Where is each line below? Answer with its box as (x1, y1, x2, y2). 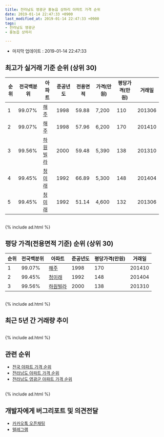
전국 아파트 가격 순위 (12, 364, 52, 370)
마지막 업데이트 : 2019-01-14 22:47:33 (12, 48, 87, 54)
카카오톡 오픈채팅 (12, 420, 45, 426)
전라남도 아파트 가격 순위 (12, 370, 60, 376)
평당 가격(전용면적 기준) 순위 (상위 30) (5, 240, 114, 248)
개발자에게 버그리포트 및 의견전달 (5, 406, 99, 415)
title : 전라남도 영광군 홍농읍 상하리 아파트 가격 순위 (5, 7, 101, 12)
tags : (5, 21, 16, 26)
